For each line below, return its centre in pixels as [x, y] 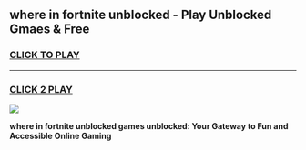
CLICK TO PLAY [45, 55]
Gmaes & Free [50, 30]
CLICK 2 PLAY [41, 89]
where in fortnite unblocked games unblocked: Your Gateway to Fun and [149, 125]
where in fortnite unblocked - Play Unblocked [141, 15]
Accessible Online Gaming [61, 135]
